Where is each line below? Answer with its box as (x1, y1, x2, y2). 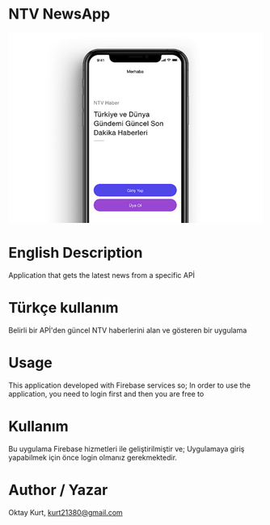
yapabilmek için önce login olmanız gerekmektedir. (8, 452, 178, 462)
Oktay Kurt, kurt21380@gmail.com (8, 507, 123, 517)
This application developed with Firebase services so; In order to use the (8, 380, 251, 390)
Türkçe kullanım (8, 299, 119, 317)
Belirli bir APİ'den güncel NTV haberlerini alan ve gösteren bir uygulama (8, 325, 247, 335)
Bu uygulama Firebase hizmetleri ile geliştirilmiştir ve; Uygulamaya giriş (8, 443, 245, 453)
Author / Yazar (8, 481, 108, 499)
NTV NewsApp (8, 5, 111, 23)
